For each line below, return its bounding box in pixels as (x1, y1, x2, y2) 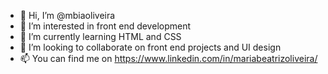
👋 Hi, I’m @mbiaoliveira (19, 10, 116, 21)
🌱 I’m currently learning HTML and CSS (19, 31, 182, 42)
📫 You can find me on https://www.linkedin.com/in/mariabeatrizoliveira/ (19, 53, 318, 64)
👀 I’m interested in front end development (19, 20, 192, 32)
